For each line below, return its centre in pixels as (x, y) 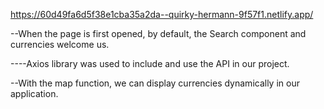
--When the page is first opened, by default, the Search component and (158, 33)
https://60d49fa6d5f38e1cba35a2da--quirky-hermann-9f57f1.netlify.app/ (162, 14)
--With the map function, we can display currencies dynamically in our (155, 83)
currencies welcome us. (60, 44)
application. (34, 93)
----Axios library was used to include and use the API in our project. (150, 63)
